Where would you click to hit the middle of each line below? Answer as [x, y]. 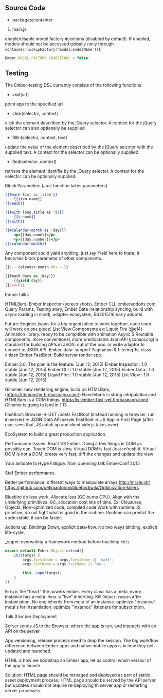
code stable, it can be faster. [34, 518]
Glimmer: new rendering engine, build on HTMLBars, [58, 389]
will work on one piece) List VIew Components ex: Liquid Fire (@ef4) [74, 329]
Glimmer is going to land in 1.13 [36, 405]
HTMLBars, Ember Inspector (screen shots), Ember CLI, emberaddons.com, [81, 304]
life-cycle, [15, 532]
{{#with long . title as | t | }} [35, 212]
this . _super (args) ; [42, 573]
